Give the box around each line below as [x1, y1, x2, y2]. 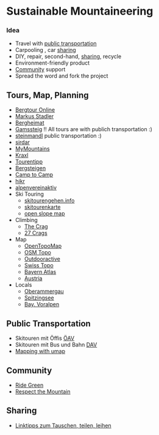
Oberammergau [24, 288, 64, 295]
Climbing [15, 217, 38, 224]
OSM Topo [24, 249, 52, 256]
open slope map [24, 210, 65, 217]
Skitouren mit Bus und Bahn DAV [15, 341, 97, 348]
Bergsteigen [15, 165, 46, 172]
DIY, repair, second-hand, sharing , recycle [15, 53, 122, 60]
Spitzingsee [24, 294, 54, 301]
